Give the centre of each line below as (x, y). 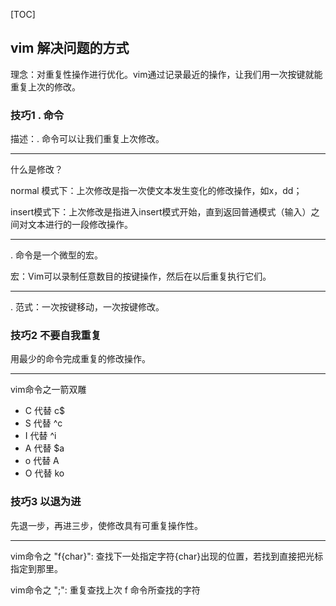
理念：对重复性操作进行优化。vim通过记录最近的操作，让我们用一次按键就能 (166, 74)
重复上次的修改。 (45, 86)
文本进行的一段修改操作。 (80, 225)
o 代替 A (42, 461)
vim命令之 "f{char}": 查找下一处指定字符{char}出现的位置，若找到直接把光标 (167, 556)
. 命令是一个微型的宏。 (56, 255)
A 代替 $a (44, 448)
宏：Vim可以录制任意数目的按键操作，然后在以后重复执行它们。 (141, 276)
